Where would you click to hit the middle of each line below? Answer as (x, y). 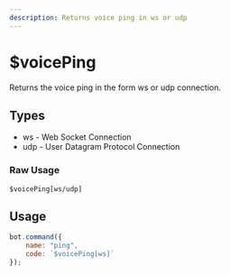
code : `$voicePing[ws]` (70, 254)
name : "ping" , (52, 246)
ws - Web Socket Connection (77, 137)
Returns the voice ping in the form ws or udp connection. (115, 87)
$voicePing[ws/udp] (46, 189)
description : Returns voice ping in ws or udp (98, 18)
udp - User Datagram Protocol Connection (101, 147)
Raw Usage (35, 170)
